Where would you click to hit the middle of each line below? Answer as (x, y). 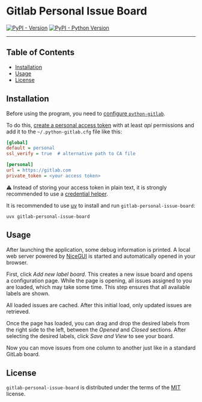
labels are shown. (28, 293)
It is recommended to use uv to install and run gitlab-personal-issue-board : (101, 205)
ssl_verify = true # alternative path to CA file (71, 154)
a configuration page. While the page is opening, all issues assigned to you (99, 280)
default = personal (31, 148)
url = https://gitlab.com (38, 170)
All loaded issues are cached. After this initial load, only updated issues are (99, 305)
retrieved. (18, 311)
